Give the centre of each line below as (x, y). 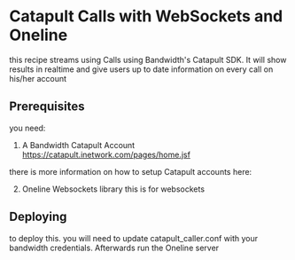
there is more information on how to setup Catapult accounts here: (131, 171)
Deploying (38, 217)
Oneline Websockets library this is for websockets (113, 189)
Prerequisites (47, 107)
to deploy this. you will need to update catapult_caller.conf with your (134, 238)
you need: (27, 128)
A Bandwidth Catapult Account (78, 145)
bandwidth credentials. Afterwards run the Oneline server (114, 248)
